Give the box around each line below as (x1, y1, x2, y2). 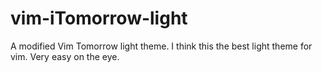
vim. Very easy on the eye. (10, 50, 120, 62)
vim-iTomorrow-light (10, 7, 188, 30)
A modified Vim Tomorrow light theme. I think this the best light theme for (10, 40, 313, 52)
